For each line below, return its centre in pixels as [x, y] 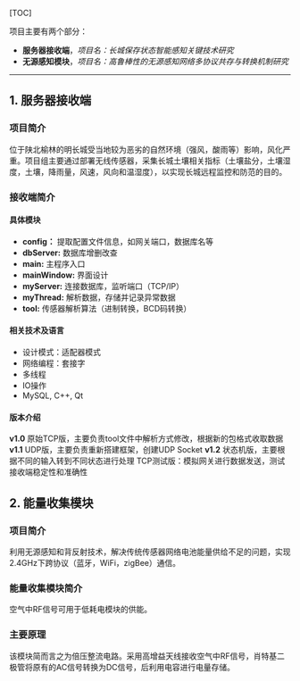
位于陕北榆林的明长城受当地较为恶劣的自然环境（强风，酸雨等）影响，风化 [146, 149]
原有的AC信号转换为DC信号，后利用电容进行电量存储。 [133, 667]
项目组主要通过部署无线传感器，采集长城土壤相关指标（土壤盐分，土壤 [154, 161]
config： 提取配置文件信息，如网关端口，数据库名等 [118, 241]
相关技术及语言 [37, 330]
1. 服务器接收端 [50, 100]
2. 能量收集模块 [51, 503]
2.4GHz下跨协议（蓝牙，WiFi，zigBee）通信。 [95, 562]
